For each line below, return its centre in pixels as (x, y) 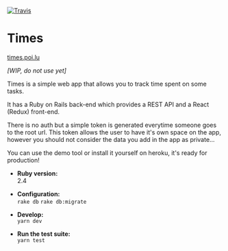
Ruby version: (37, 173)
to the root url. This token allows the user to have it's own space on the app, (114, 132)
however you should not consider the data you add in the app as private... (111, 139)
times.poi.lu (23, 57)
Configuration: (38, 194)
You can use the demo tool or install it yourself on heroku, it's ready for (107, 153)
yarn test (31, 240)
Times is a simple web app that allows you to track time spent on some (107, 84)
